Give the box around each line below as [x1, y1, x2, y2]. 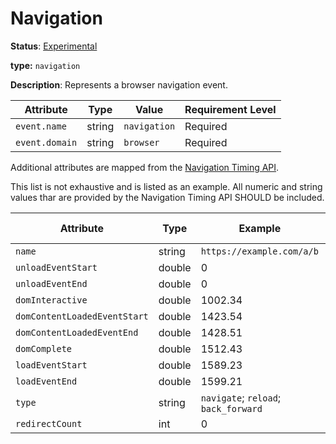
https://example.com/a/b [200, 245, 319, 257]
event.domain [15, 137, 78, 148]
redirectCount [15, 418, 83, 429]
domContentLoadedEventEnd [15, 327, 139, 338]
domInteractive [15, 294, 88, 306]
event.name [15, 120, 67, 132]
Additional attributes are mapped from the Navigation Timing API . [10, 161, 280, 173]
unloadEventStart [15, 262, 98, 273]
